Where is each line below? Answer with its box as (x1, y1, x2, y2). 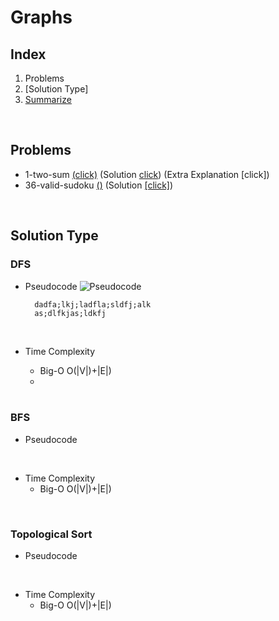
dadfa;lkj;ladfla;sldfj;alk (34, 299, 152, 310)
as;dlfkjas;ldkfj (34, 308, 107, 318)
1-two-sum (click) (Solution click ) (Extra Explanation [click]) (24, 168, 270, 180)
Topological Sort (10, 527, 93, 541)
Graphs (10, 6, 73, 29)
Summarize (24, 94, 72, 105)
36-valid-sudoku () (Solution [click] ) (24, 179, 174, 191)
